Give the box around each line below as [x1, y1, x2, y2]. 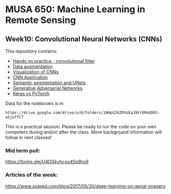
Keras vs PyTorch [12, 91, 50, 96]
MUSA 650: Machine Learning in [5, 4, 146, 15]
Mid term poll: [5, 147, 41, 154]
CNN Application [12, 74, 48, 80]
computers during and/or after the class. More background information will [5, 129, 162, 135]
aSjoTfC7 [5, 115, 24, 120]
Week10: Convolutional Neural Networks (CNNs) [5, 35, 163, 43]
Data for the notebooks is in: [5, 100, 65, 106]
